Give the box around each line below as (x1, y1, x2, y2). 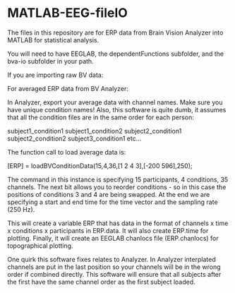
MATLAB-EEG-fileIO (7, 5, 128, 21)
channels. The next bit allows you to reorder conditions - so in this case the (7, 182, 227, 191)
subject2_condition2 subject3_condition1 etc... (7, 134, 142, 143)
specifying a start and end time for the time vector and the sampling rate (7, 198, 218, 206)
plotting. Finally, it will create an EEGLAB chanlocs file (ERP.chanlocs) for (7, 234, 219, 242)
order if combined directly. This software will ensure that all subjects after (7, 270, 222, 278)
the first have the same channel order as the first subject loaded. (7, 277, 195, 286)
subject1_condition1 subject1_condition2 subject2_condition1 (7, 126, 182, 135)
